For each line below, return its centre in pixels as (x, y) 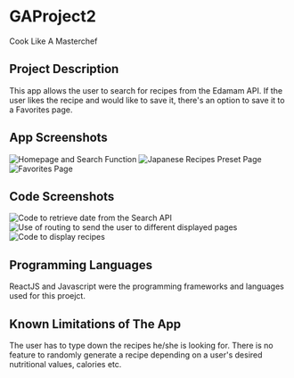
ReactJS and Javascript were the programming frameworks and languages (147, 286)
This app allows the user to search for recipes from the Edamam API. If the (146, 90)
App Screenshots (59, 138)
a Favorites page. (41, 110)
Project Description (64, 69)
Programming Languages (81, 265)
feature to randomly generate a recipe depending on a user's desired (136, 355)
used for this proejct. (48, 296)
